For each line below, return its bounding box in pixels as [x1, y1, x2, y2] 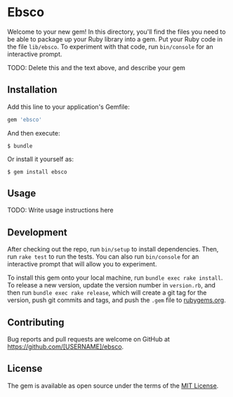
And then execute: [7, 129, 60, 137]
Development [7, 226, 68, 238]
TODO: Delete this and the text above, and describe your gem [7, 63, 186, 72]
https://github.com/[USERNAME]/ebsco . [7, 342, 124, 351]
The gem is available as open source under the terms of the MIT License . [7, 381, 219, 390]
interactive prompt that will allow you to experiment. [7, 260, 157, 268]
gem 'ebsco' [7, 116, 42, 123]
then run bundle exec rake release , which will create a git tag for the [7, 289, 207, 297]
